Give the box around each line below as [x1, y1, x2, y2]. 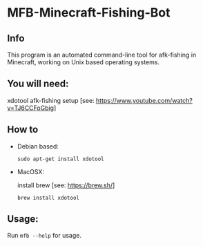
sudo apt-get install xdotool [17, 155, 105, 162]
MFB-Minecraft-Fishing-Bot [7, 5, 171, 21]
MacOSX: [17, 167, 45, 176]
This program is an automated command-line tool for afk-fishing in [7, 50, 197, 59]
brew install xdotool [17, 194, 79, 201]
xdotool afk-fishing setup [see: [7, 96, 95, 104]
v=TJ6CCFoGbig [7, 104, 54, 112]
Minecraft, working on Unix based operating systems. [7, 58, 160, 66]
